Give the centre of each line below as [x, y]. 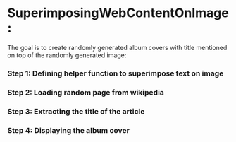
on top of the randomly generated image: [67, 55]
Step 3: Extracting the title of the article [76, 111]
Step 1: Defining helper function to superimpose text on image [116, 73]
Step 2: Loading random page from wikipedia [86, 92]
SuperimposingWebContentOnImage [118, 13]
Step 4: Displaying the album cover [69, 130]
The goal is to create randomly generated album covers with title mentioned [117, 47]
